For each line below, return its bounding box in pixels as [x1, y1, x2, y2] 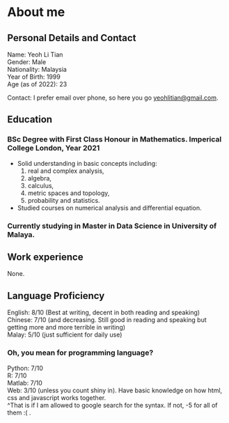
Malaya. [7, 229, 35, 239]
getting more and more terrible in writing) [7, 323, 126, 332]
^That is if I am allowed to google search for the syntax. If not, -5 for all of [7, 401, 218, 409]
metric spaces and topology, [27, 189, 110, 197]
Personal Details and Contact [7, 32, 136, 44]
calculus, [27, 181, 54, 190]
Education [7, 114, 53, 125]
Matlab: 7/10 [7, 378, 43, 387]
